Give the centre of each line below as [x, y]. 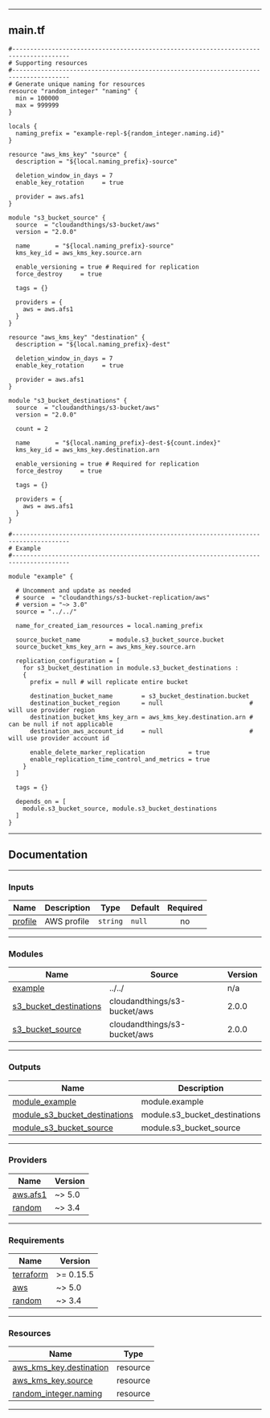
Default [145, 908]
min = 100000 [37, 98]
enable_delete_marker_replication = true [120, 752]
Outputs [25, 1068]
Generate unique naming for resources [81, 84]
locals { [23, 126]
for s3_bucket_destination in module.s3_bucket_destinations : [131, 668]
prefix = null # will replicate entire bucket [109, 682]
